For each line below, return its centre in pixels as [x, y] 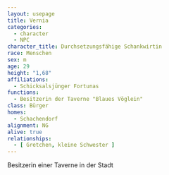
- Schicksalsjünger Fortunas [56, 86]
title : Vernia [28, 20]
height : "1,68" [30, 73]
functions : [23, 92]
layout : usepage [31, 14]
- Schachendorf [36, 119]
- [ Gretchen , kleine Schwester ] [64, 145]
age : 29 [19, 66]
